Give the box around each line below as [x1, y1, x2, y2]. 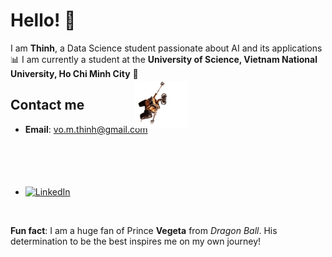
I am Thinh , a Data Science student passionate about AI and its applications [10, 42, 323, 54]
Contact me [10, 97, 85, 114]
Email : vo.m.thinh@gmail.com [24, 123, 148, 135]
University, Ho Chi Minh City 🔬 [10, 67, 139, 79]
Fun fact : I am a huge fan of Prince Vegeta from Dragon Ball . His [10, 224, 278, 236]
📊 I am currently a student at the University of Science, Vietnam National [10, 53, 318, 65]
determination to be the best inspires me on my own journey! [10, 235, 262, 247]
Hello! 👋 [10, 9, 77, 32]
